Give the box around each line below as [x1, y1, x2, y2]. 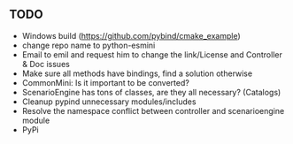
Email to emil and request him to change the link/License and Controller [21, 49, 283, 60]
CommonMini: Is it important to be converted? [21, 77, 190, 87]
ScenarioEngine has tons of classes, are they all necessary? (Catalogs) [21, 87, 281, 97]
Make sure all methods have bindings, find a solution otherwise [21, 68, 253, 79]
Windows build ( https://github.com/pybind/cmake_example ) [21, 30, 241, 41]
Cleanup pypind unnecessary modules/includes [21, 96, 197, 107]
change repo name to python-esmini [21, 40, 156, 50]
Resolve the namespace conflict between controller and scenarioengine [21, 105, 285, 116]
